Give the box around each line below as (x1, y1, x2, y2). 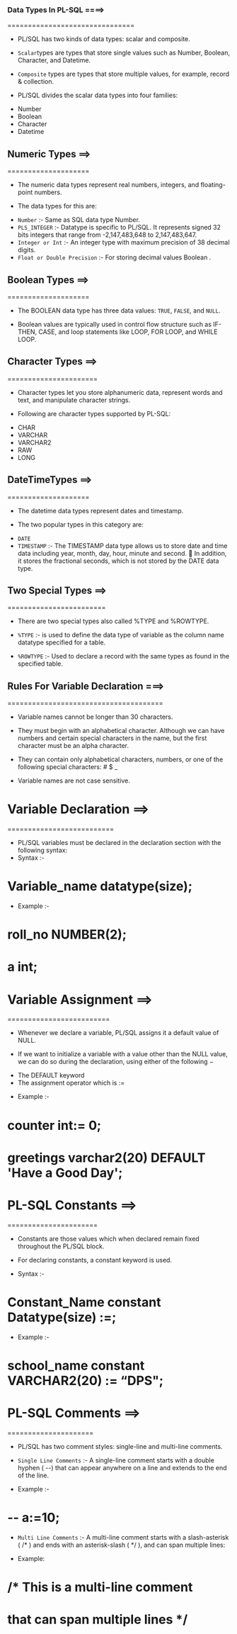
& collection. (17, 77, 54, 86)
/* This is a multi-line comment (7, 1579, 193, 1595)
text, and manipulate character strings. (17, 396, 131, 404)
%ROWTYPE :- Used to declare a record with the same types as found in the (17, 652, 230, 661)
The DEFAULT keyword (17, 1071, 85, 1080)
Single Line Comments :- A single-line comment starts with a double (17, 1455, 214, 1465)
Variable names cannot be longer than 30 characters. (17, 712, 173, 721)
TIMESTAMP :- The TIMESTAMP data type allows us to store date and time (17, 541, 228, 550)
